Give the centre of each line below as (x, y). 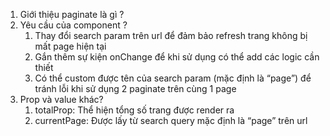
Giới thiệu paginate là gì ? (72, 14)
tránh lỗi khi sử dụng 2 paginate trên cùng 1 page (135, 88)
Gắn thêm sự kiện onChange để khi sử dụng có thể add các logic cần (177, 57)
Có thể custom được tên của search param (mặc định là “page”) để (173, 78)
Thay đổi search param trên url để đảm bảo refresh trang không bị (171, 35)
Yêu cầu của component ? (73, 25)
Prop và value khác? (61, 99)
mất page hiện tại (70, 46)
